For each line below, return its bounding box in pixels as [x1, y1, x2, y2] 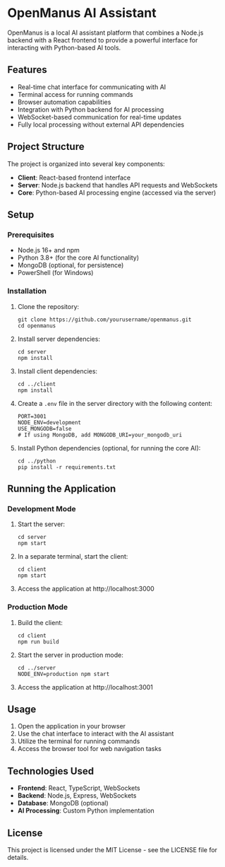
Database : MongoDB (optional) [17, 799, 109, 808]
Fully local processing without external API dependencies [17, 120, 185, 129]
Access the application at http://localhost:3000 [17, 585, 155, 593]
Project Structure [7, 141, 85, 153]
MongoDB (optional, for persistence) [17, 261, 124, 269]
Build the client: [17, 618, 63, 627]
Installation [7, 286, 47, 296]
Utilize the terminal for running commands [17, 737, 140, 745]
